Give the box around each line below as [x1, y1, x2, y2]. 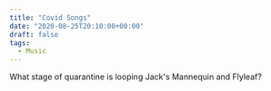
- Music [17, 47, 47, 56]
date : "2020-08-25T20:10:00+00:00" [9, 22, 145, 31]
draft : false [9, 30, 59, 39]
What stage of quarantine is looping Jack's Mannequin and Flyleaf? [9, 71, 262, 82]
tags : [9, 38, 30, 48]
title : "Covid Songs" [9, 13, 92, 23]
